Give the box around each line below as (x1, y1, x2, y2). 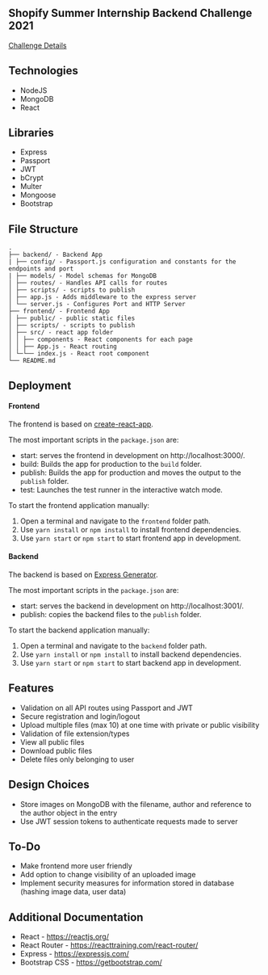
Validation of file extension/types (19, 729, 130, 738)
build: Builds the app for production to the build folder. (19, 459, 202, 469)
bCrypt (19, 173, 44, 183)
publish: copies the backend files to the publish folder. (19, 610, 202, 620)
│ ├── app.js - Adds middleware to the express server (8, 293, 197, 301)
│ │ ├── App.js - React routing (8, 343, 117, 351)
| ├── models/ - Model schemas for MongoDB (8, 272, 157, 280)
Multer (19, 182, 43, 191)
